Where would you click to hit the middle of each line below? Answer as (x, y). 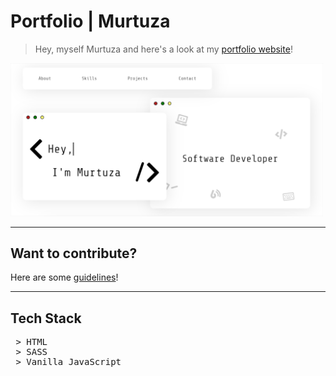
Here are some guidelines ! (64, 277)
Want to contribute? (74, 253)
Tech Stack (46, 318)
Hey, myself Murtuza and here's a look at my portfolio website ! (163, 49)
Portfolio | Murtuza (90, 21)
